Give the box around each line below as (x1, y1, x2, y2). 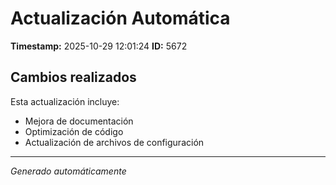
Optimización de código (24, 125, 124, 137)
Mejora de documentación (24, 115, 134, 127)
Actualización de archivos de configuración (24, 136, 205, 148)
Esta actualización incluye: (10, 95, 120, 107)
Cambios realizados (10, 69, 137, 86)
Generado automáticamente (10, 165, 127, 177)
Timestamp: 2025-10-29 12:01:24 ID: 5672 (10, 40, 188, 52)
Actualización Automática (10, 7, 231, 30)
